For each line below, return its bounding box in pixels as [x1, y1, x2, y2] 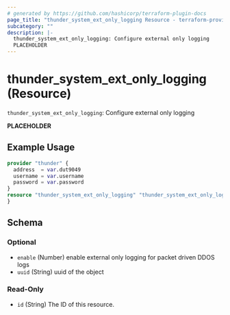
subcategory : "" [7, 23, 53, 29]
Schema [7, 217, 43, 229]
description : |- [7, 29, 53, 36]
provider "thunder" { [7, 160, 69, 166]
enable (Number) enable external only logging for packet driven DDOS [16, 253, 215, 261]
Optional [7, 238, 36, 247]
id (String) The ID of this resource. [16, 300, 115, 308]
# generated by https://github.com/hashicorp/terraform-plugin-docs [7, 10, 207, 17]
